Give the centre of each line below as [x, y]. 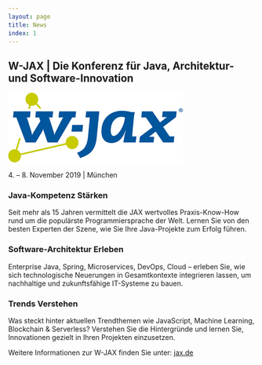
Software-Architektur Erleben [66, 250]
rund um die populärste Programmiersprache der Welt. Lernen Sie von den [129, 221]
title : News [27, 25]
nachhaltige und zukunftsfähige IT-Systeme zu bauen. [96, 283]
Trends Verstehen [43, 304]
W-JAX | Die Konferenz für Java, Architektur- [121, 66]
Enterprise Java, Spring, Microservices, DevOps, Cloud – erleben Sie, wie [127, 266]
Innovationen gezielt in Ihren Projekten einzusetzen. [92, 338]
